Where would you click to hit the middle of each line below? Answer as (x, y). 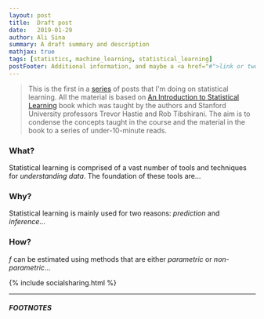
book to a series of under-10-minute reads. (98, 130)
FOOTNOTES (30, 308)
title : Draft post (41, 23)
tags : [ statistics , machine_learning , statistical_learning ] (111, 60)
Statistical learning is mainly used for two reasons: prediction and (114, 213)
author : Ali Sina (37, 37)
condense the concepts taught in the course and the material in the (137, 121)
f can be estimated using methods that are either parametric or (110, 259)
